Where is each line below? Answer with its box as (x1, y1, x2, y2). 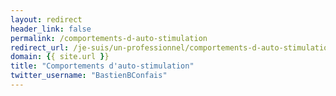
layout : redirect (10, 14, 83, 25)
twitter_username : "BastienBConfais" (10, 71, 168, 81)
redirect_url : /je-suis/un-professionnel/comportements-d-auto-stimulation (10, 42, 333, 53)
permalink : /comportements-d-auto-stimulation (10, 33, 208, 43)
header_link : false (10, 24, 92, 34)
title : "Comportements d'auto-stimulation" (10, 61, 195, 71)
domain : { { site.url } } (10, 52, 110, 62)
